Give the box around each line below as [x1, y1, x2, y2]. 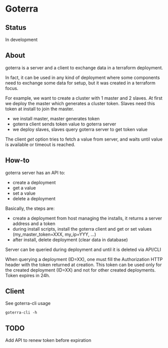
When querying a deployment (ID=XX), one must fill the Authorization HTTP [5, 256, 163, 262]
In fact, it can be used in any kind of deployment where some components [5, 74, 160, 80]
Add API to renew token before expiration [5, 337, 92, 343]
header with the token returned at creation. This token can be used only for [5, 262, 162, 268]
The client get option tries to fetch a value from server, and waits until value [5, 136, 163, 142]
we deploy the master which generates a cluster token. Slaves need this [5, 100, 155, 106]
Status [5, 23, 27, 32]
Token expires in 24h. [5, 272, 51, 278]
